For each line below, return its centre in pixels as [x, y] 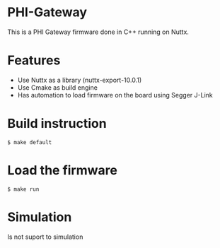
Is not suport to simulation [45, 237]
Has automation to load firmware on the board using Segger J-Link [115, 95]
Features [34, 60]
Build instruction [57, 124]
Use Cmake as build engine [57, 87]
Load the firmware [63, 170]
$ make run [23, 189]
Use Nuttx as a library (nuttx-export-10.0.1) [80, 80]
